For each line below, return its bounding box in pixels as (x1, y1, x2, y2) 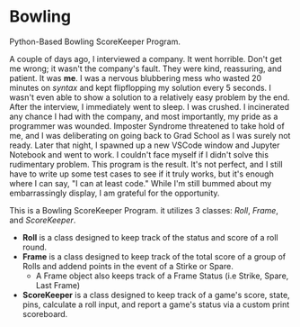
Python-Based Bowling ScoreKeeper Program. (9, 36, 181, 47)
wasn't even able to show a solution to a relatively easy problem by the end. (9, 92, 290, 103)
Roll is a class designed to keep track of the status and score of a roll (22, 232, 278, 242)
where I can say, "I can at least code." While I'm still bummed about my (9, 177, 272, 188)
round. (22, 241, 48, 252)
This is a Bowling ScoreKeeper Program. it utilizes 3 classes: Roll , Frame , (9, 204, 278, 215)
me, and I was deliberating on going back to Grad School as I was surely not (9, 130, 291, 141)
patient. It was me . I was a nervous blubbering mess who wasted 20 (9, 72, 262, 83)
